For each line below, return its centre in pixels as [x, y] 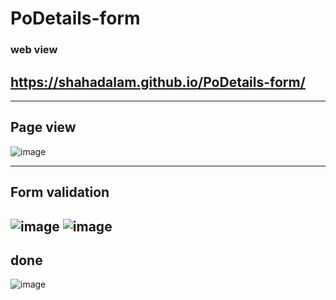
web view [34, 50]
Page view [43, 127]
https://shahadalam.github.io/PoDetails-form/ [158, 82]
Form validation [60, 192]
